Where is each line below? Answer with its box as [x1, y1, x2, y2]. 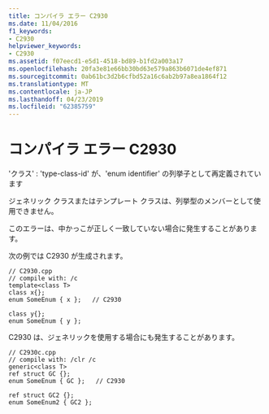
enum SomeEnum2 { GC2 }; [8, 399, 93, 407]
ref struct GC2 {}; [8, 391, 75, 399]
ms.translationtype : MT [8, 80, 89, 88]
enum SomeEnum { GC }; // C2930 [8, 377, 126, 386]
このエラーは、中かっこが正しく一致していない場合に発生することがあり [8, 224, 250, 233]
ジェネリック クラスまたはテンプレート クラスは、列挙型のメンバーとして [8, 196, 254, 206]
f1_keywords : [8, 27, 53, 35]
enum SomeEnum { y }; [8, 317, 82, 325]
